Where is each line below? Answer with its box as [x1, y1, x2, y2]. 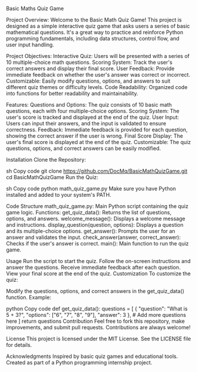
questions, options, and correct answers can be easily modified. [6, 145, 161, 152]
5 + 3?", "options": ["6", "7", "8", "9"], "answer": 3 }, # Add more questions [6, 312, 186, 318]
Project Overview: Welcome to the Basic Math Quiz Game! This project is [6, 16, 182, 23]
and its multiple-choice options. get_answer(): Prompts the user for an [6, 228, 176, 234]
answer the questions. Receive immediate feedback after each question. [6, 264, 181, 271]
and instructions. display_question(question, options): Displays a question [6, 221, 184, 228]
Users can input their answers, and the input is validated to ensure [6, 120, 167, 127]
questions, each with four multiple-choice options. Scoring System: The [6, 108, 180, 114]
